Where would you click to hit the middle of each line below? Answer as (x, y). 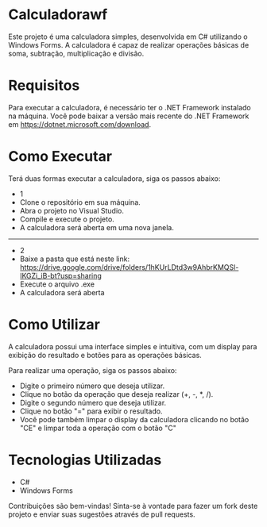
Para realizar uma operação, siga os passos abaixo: (93, 370)
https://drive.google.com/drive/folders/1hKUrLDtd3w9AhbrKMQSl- (129, 267)
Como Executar (60, 157)
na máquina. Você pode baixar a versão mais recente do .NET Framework (129, 116)
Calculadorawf (58, 15)
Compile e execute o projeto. (67, 219)
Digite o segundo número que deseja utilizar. (93, 402)
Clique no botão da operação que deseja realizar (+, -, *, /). (116, 394)
